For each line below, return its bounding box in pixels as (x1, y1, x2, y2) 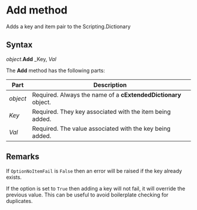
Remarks (6, 152, 40, 162)
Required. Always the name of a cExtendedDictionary (32, 90, 182, 99)
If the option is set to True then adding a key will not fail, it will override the (6, 185, 186, 192)
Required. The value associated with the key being (32, 124, 171, 133)
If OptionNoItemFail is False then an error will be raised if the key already (6, 167, 182, 174)
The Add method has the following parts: (6, 67, 106, 74)
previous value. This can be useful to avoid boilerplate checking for (6, 191, 169, 198)
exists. (6, 174, 22, 181)
